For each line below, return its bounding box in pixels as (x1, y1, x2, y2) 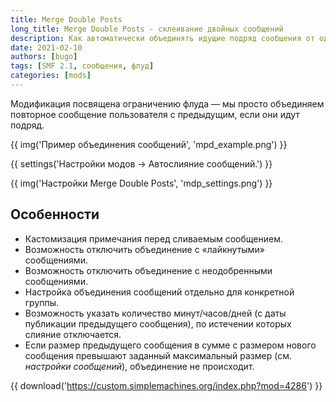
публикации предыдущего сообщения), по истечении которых (24, 317, 292, 330)
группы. (24, 296, 60, 308)
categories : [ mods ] (10, 71, 92, 81)
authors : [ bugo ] (10, 52, 78, 62)
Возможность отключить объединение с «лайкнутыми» (24, 243, 265, 255)
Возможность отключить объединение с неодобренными (24, 264, 273, 276)
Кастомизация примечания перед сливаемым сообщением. (24, 232, 283, 245)
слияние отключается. (24, 328, 122, 340)
